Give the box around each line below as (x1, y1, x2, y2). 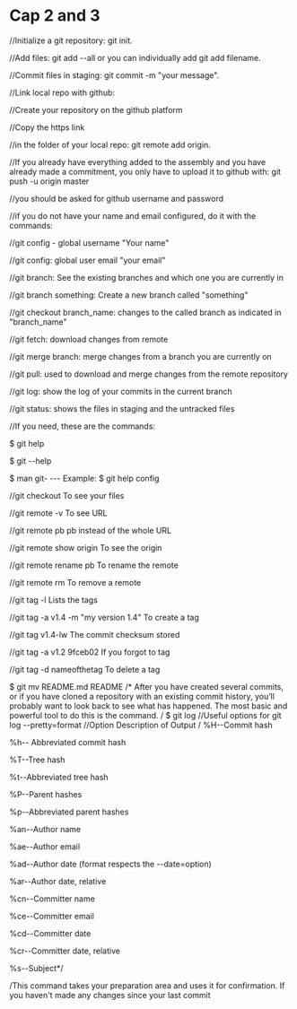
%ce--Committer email (9, 910, 94, 921)
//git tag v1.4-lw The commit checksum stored (9, 629, 180, 639)
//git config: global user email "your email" (9, 255, 166, 265)
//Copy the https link (9, 122, 85, 133)
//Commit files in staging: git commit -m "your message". (9, 69, 220, 81)
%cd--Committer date (9, 927, 92, 938)
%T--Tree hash (9, 754, 66, 765)
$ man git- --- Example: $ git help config (9, 473, 160, 483)
